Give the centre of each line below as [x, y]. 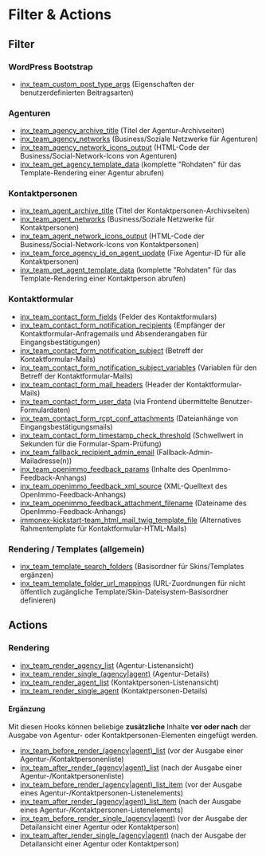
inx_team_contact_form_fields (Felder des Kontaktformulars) [118, 316]
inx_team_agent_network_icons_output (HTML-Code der [112, 236]
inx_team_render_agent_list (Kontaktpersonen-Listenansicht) [119, 682]
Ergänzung [27, 709]
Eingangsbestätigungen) [60, 342]
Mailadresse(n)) [46, 461]
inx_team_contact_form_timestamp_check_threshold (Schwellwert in [131, 435]
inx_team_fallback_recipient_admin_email [87, 452]
